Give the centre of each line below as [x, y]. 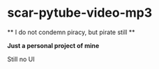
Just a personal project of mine [53, 45]
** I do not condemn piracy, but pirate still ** [71, 32]
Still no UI [21, 59]
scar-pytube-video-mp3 [80, 13]
